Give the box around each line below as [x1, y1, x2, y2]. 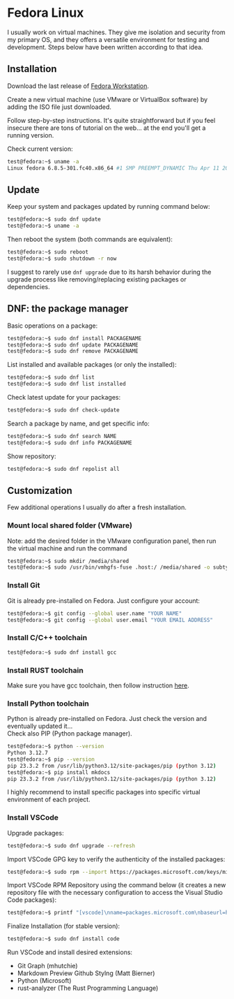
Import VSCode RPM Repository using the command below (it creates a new [7, 881, 226, 889]
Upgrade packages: [7, 829, 64, 837]
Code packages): [7, 896, 57, 904]
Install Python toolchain [7, 699, 89, 708]
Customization [7, 484, 73, 497]
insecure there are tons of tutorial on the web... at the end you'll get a [7, 124, 206, 132]
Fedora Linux [7, 5, 84, 21]
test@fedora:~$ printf [7, 910, 73, 917]
